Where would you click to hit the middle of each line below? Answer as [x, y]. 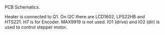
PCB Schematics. [22, 7]
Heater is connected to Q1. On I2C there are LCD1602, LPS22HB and [75, 17]
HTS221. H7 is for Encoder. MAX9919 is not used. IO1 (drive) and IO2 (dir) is [82, 22]
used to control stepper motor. [36, 27]
